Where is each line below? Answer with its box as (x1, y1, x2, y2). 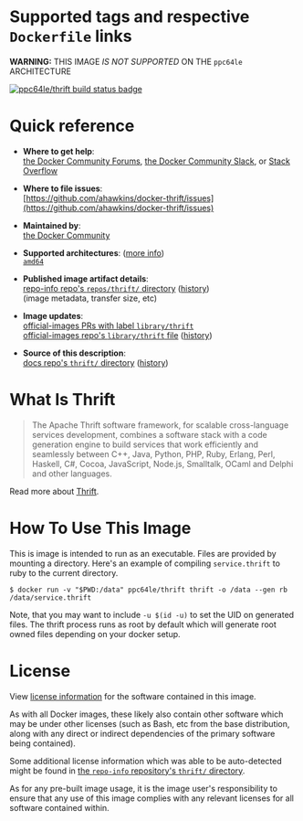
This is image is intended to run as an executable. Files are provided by (9, 548, 277, 559)
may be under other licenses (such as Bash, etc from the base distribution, (9, 718, 290, 729)
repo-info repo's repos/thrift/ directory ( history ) (22, 283, 210, 293)
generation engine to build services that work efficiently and (31, 439, 258, 450)
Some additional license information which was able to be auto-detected (9, 755, 282, 766)
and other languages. (31, 468, 112, 479)
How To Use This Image (9, 518, 192, 538)
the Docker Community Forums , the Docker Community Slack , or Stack (22, 155, 290, 166)
